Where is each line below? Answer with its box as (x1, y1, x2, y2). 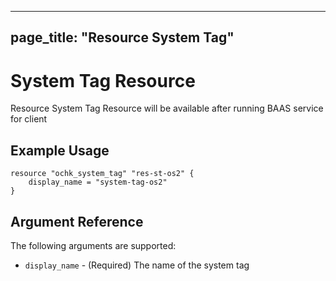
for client (10, 113, 48, 125)
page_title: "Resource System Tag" (10, 29, 235, 46)
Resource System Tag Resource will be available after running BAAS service (10, 102, 324, 115)
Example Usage (10, 142, 110, 159)
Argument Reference (10, 213, 144, 230)
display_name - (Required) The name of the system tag (24, 259, 250, 271)
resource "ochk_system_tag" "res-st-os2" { (10, 169, 195, 179)
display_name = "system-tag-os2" (28, 177, 168, 188)
